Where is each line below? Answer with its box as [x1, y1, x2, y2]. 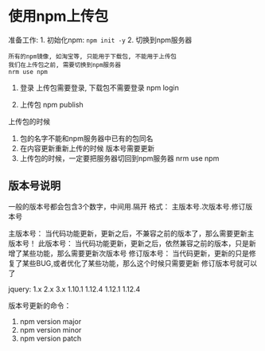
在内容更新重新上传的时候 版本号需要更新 [19, 143, 155, 153]
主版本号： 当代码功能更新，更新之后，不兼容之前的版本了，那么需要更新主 [8, 228, 255, 238]
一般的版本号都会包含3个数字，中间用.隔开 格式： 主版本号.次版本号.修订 [8, 201, 246, 211]
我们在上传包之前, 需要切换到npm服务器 [8, 60, 122, 68]
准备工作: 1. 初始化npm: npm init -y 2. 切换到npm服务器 [8, 35, 193, 45]
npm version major [19, 316, 82, 326]
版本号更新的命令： [8, 300, 72, 310]
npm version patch [19, 333, 82, 343]
